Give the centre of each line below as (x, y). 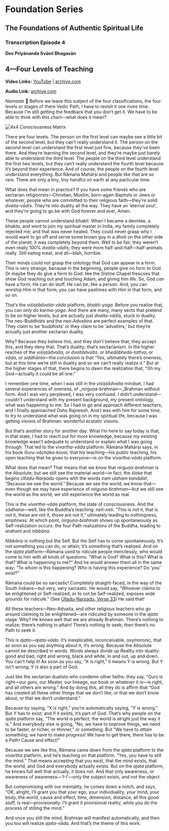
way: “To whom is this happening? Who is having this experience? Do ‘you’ (83, 568)
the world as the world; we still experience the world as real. (68, 494)
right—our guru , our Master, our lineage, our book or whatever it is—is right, (84, 682)
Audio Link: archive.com (31, 91)
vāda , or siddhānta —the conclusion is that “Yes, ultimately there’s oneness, (84, 357)
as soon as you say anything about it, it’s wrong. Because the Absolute (79, 645)
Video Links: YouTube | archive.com (43, 81)
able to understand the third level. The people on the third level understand (83, 158)
